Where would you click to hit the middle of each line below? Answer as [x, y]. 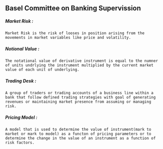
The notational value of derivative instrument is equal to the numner [81, 61]
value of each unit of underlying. [42, 70]
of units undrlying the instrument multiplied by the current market [79, 65]
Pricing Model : [21, 117]
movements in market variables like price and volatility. [68, 38]
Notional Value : [22, 49]
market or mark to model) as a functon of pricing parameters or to [78, 134]
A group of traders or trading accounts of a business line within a [79, 93]
